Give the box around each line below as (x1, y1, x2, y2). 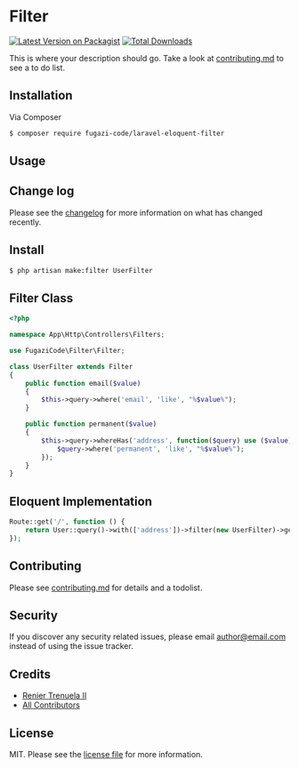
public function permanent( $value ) (25, 420, 158, 428)
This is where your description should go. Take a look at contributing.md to (9, 52, 285, 63)
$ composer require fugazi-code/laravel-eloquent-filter (9, 129, 225, 138)
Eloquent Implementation (9, 493, 153, 508)
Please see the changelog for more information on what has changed (9, 207, 263, 218)
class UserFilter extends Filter (9, 362, 133, 371)
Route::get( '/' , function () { (9, 517, 125, 526)
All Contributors (21, 700, 80, 710)
